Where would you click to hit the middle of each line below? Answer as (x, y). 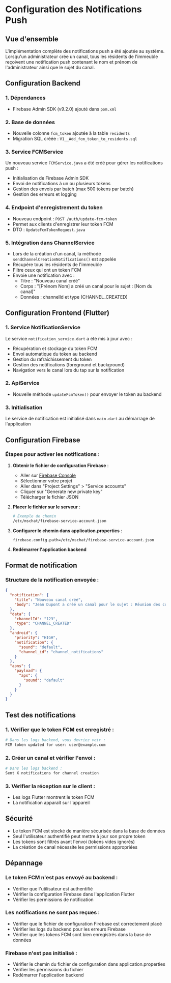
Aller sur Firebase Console (48, 475)
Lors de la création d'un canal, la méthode (57, 253)
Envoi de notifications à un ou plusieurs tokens (62, 184)
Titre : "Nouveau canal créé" (50, 280)
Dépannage (24, 863)
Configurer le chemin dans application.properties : (67, 531)
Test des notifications (41, 715)
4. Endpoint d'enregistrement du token (54, 208)
